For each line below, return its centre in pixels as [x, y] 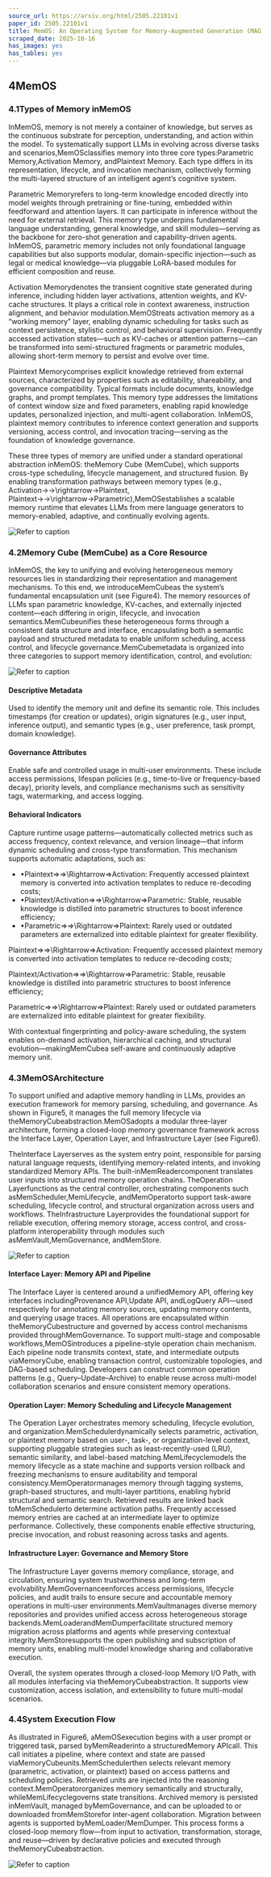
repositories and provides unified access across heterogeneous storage [128, 1614]
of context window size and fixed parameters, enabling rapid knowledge [128, 406]
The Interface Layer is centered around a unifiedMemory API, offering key [131, 1292]
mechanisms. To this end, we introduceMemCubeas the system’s [116, 587]
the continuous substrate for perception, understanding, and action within [131, 135]
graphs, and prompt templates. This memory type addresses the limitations [133, 397]
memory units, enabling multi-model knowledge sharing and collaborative [131, 1648]
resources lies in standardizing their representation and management [123, 578]
